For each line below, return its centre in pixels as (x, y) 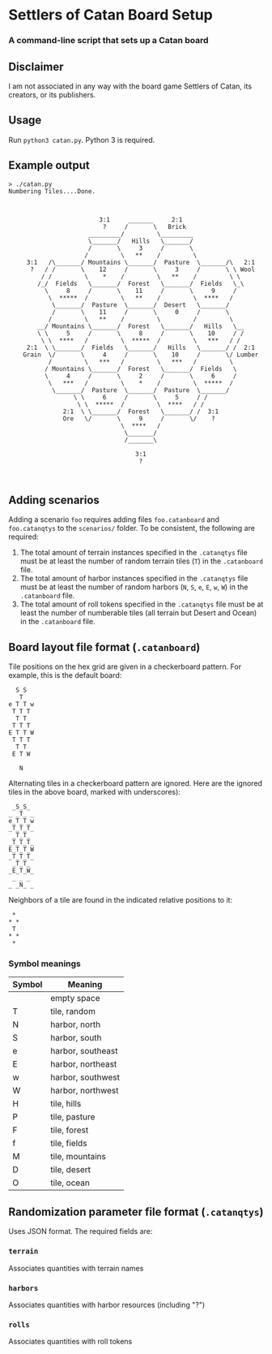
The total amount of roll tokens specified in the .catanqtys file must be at (142, 604)
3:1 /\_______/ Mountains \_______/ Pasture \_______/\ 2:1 (140, 262)
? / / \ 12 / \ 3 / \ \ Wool (142, 270)
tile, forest (69, 1130)
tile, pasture (72, 1117)
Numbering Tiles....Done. (52, 191)
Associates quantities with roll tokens (70, 1342)
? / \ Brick (144, 226)
